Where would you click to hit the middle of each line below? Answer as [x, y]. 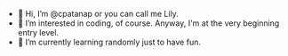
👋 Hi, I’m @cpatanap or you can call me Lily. [98, 14]
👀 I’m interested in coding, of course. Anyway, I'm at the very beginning [148, 23]
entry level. [38, 32]
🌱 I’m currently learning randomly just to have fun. [109, 42]
